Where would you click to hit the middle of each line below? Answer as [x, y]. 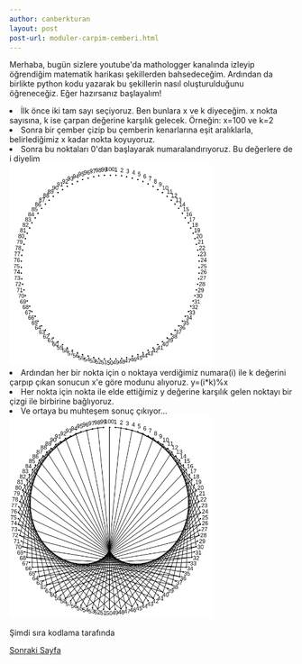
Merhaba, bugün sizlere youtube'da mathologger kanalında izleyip [132, 65]
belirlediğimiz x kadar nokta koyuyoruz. [82, 140]
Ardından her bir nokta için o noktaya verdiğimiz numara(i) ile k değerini [154, 373]
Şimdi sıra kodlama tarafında [62, 633]
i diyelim [25, 159]
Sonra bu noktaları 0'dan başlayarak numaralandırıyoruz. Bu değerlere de [157, 150]
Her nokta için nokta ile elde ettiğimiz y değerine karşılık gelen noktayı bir [157, 392]
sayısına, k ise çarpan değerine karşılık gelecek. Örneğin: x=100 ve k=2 [142, 121]
